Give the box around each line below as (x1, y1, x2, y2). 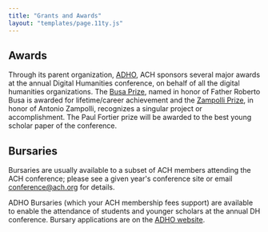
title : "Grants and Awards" (8, 11, 102, 20)
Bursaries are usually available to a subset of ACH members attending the (8, 166, 251, 175)
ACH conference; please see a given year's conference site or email (8, 174, 233, 184)
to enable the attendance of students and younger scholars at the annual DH (8, 206, 261, 216)
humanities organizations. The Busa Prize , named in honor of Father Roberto (8, 87, 261, 97)
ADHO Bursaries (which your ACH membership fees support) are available (8, 198, 254, 208)
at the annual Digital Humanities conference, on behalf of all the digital (8, 78, 240, 88)
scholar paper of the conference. (8, 121, 118, 130)
